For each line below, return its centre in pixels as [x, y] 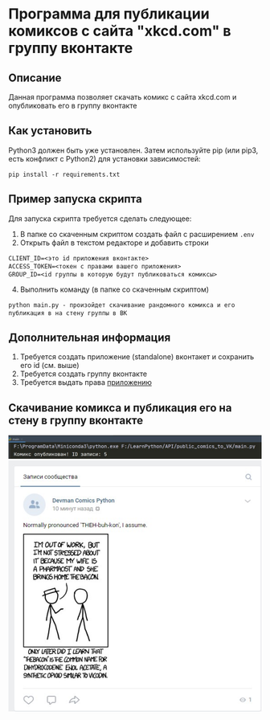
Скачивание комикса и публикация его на [120, 408]
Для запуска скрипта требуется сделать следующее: [100, 219]
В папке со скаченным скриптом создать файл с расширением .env [137, 234]
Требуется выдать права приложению [86, 382]
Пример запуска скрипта [75, 199]
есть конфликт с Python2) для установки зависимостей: [104, 158]
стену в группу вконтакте [76, 420]
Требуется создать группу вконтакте [83, 374]
